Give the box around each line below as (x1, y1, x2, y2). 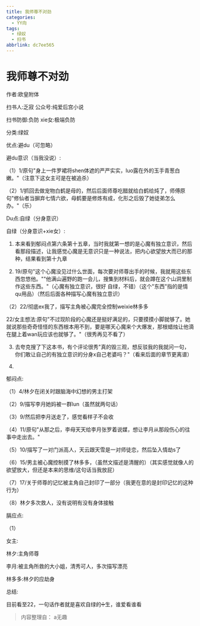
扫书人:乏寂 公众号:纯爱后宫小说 (6, 103, 85, 111)
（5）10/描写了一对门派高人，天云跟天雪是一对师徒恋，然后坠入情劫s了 (6, 446, 182, 453)
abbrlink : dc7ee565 (6, 42, 55, 48)
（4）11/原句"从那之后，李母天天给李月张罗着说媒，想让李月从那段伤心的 (6, 426, 185, 433)
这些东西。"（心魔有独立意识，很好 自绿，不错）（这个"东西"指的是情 (20, 282, 189, 290)
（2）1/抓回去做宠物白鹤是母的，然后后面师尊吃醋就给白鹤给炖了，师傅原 (6, 187, 186, 194)
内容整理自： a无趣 (20, 613, 67, 621)
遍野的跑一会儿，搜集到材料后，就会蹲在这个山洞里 (61, 275, 187, 282)
